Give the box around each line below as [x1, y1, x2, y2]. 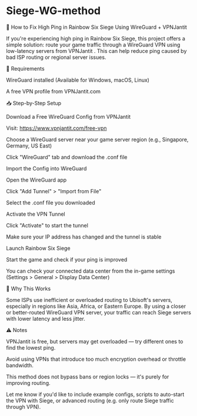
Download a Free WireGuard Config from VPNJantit [6, 113, 131, 120]
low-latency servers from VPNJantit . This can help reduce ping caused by [6, 47, 187, 54]
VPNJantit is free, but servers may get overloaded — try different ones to [6, 338, 183, 345]
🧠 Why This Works [6, 285, 51, 292]
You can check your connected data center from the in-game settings [6, 267, 175, 274]
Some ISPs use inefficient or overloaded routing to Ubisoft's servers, [6, 296, 172, 303]
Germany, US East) [6, 142, 52, 149]
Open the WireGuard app [6, 176, 67, 183]
